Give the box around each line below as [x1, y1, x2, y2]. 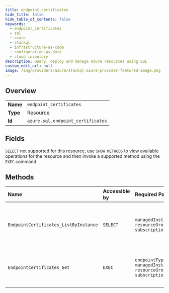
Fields [5, 134, 25, 143]
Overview [5, 86, 37, 95]
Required [135, 191, 157, 198]
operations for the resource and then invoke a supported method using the [5, 153, 160, 159]
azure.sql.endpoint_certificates [27, 118, 107, 124]
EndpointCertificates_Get [8, 265, 70, 270]
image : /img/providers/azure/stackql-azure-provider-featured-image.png [5, 68, 161, 73]
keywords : [5, 21, 26, 27]
